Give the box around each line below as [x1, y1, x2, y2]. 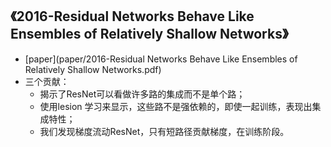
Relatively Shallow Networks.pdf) [24, 63, 162, 75]
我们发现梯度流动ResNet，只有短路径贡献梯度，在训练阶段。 [39, 125, 290, 137]
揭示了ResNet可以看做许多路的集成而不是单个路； [39, 88, 246, 100]
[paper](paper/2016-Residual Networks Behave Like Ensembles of [24, 53, 298, 65]
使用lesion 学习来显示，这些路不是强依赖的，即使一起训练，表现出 [39, 100, 313, 112]
